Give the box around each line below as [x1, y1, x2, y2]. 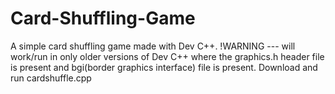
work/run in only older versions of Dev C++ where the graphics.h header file [10, 50, 325, 62]
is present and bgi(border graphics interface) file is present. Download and [10, 61, 318, 73]
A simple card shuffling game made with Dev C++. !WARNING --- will [10, 40, 296, 52]
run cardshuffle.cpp [10, 72, 92, 84]
